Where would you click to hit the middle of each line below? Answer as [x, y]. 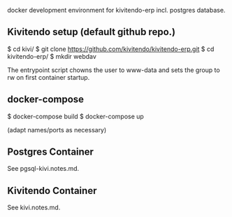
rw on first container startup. [49, 77]
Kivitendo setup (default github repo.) [92, 32]
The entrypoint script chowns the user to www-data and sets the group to [114, 70]
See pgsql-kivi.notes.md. [43, 169]
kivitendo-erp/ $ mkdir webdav [52, 56]
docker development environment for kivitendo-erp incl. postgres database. [116, 10]
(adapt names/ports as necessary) [57, 129]
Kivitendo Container [52, 191]
